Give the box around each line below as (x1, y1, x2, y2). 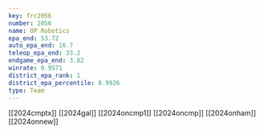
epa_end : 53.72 (8, 34, 59, 43)
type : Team (8, 86, 45, 95)
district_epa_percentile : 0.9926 (8, 79, 120, 87)
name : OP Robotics (8, 26, 70, 35)
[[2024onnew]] (8, 117, 59, 127)
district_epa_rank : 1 (8, 71, 81, 79)
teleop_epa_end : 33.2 (8, 49, 81, 57)
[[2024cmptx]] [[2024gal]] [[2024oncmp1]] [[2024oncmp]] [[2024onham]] (8, 108, 257, 118)
